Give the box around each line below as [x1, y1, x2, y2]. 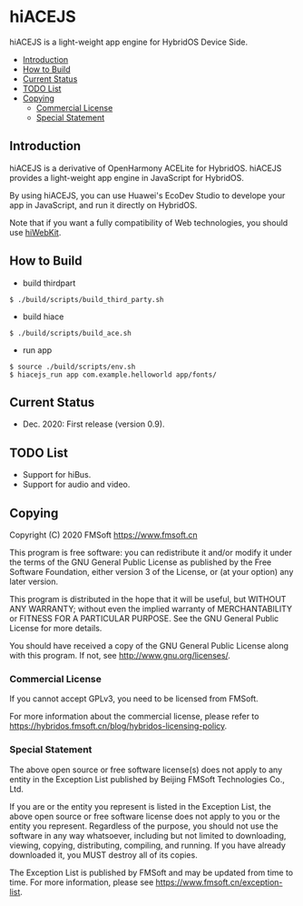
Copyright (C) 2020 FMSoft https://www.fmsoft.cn [9, 529, 198, 540]
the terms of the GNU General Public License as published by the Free [9, 557, 272, 568]
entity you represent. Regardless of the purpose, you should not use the [9, 820, 279, 831]
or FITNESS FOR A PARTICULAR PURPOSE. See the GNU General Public [9, 613, 279, 624]
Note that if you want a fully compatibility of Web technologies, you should [9, 216, 288, 228]
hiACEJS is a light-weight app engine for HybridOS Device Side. [9, 36, 249, 47]
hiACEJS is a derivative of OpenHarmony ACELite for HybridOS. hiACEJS [9, 162, 282, 174]
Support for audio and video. [22, 479, 131, 490]
